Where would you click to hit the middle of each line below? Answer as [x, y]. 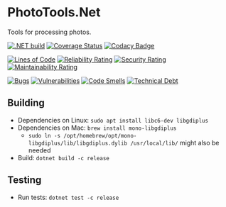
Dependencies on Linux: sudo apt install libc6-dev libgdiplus [113, 120]
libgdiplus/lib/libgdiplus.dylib [78, 143]
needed [39, 150]
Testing [25, 180]
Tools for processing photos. [49, 32]
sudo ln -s [44, 135]
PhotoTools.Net [54, 12]
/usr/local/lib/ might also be [175, 142]
